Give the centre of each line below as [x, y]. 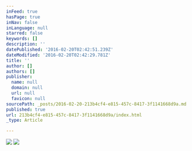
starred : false [25, 33]
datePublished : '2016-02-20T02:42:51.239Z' [60, 50]
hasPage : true [23, 17]
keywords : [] [22, 39]
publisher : [19, 77]
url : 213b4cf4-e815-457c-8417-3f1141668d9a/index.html [74, 115]
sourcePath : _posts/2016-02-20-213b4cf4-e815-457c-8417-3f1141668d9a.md [96, 104]
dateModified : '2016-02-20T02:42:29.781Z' [58, 55]
